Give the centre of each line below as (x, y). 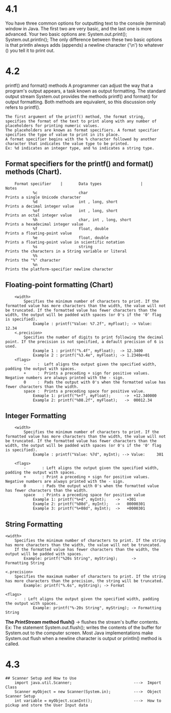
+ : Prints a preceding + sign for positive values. (87, 373)
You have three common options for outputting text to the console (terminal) (85, 23)
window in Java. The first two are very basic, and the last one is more (79, 28)
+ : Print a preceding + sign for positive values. (87, 477)
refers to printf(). (23, 107)
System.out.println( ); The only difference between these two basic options (84, 40)
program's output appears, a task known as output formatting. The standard (85, 91)
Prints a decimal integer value (40, 206)
